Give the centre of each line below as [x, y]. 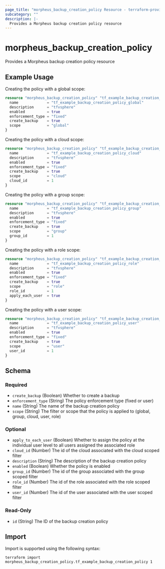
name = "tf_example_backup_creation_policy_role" [74, 264]
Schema [18, 371]
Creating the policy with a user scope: [43, 309]
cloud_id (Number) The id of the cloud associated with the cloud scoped [86, 451]
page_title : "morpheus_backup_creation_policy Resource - [66, 10]
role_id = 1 [32, 291]
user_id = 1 [32, 351]
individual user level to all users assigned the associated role [73, 445]
